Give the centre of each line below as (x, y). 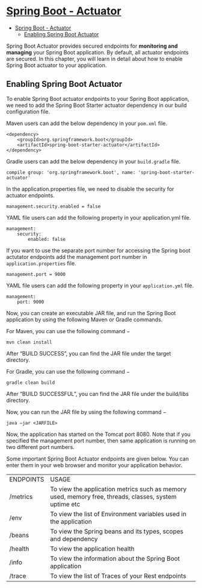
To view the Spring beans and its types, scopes (117, 531)
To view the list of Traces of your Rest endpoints (118, 576)
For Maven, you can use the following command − (68, 331)
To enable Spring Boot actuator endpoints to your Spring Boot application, (98, 98)
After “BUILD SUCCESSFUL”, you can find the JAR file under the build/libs (98, 394)
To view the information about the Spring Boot (115, 558)
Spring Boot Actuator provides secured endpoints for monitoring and (92, 46)
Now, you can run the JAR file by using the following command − (87, 412)
